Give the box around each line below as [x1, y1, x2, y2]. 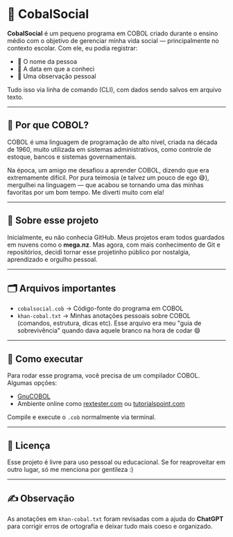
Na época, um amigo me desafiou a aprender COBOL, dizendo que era [7, 166, 209, 174]
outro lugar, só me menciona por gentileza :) [7, 466, 134, 473]
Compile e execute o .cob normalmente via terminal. [7, 413, 156, 421]
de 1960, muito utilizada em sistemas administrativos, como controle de [7, 145, 212, 153]
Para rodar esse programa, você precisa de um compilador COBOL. [7, 371, 200, 380]
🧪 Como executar [7, 353, 83, 364]
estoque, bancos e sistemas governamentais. [7, 152, 137, 161]
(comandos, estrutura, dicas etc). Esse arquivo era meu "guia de [17, 319, 202, 328]
